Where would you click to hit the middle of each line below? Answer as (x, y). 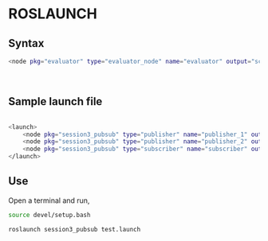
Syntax (26, 43)
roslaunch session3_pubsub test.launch (75, 229)
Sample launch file (55, 101)
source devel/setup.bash (49, 215)
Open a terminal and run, (49, 200)
